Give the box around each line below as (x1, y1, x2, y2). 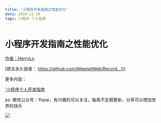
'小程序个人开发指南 (5, 87, 45, 92)
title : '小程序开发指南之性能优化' (5, 7, 69, 12)
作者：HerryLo (5, 55, 35, 61)
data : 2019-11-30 (5, 12, 40, 17)
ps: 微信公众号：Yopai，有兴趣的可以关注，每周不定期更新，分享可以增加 (5, 97, 152, 103)
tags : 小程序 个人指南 (5, 16, 46, 21)
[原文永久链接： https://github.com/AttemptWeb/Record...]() (5, 66, 126, 72)
